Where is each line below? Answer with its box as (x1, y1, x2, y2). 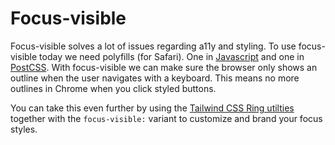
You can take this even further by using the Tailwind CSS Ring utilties (10, 102, 295, 114)
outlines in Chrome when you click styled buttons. (10, 82, 217, 94)
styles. (10, 123, 38, 135)
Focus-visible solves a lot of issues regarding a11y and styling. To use (10, 40, 297, 52)
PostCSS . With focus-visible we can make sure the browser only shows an (10, 61, 318, 73)
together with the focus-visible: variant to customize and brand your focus (10, 112, 323, 124)
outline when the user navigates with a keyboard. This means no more (10, 72, 300, 84)
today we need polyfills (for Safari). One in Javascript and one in (39, 50, 305, 62)
